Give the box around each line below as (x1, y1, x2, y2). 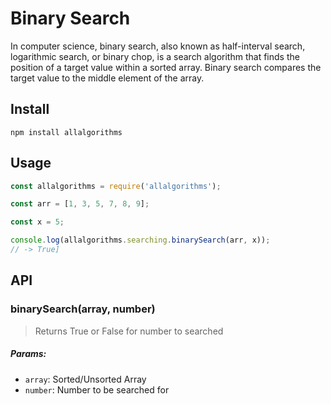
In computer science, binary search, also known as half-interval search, (10, 40, 306, 52)
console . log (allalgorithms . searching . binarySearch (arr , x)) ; (10, 235, 271, 246)
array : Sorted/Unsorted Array (24, 373, 147, 385)
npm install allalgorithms (10, 127, 123, 137)
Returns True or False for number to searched (34, 325, 224, 337)
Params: (10, 348, 47, 360)
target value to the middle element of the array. (10, 72, 205, 84)
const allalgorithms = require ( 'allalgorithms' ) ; (10, 181, 222, 191)
